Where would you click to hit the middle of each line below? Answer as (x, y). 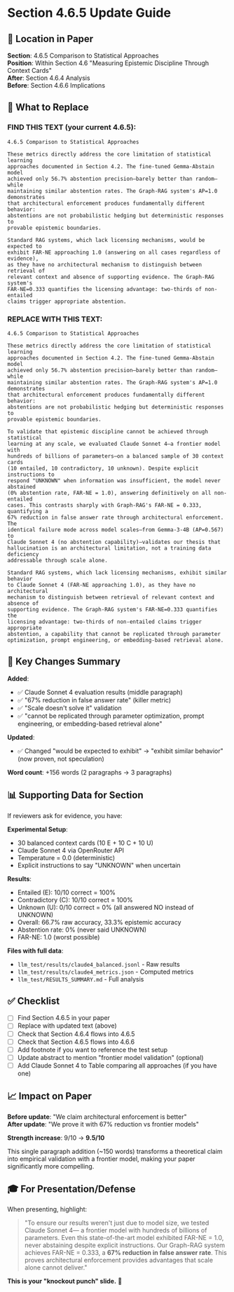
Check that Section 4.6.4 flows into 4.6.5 (76, 1034)
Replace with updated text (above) (67, 1026)
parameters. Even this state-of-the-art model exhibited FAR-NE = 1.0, (124, 1238)
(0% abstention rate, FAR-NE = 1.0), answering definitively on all (109, 493)
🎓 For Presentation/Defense (71, 1189)
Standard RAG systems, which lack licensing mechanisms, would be (106, 240)
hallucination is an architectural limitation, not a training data (109, 548)
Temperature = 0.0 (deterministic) (66, 857)
